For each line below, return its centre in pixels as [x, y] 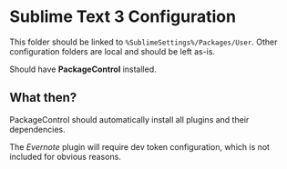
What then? [43, 98]
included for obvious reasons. [65, 156]
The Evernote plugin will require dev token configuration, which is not [140, 146]
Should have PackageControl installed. [83, 69]
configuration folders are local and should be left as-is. [113, 51]
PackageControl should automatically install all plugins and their [129, 119]
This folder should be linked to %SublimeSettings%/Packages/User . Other [143, 42]
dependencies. [37, 129]
